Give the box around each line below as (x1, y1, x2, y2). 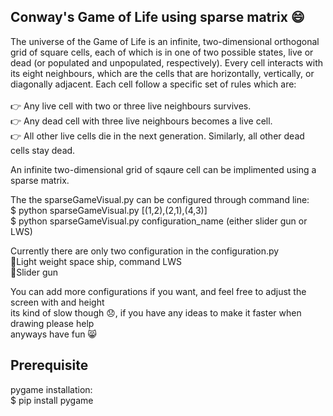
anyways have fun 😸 (10, 328, 97, 340)
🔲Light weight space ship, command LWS (10, 255, 182, 267)
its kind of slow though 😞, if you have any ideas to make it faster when (10, 306, 302, 319)
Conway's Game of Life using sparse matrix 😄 (10, 9, 305, 26)
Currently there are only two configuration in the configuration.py (10, 245, 280, 257)
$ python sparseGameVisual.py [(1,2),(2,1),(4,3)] (10, 204, 208, 216)
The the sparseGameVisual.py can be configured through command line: (10, 193, 310, 205)
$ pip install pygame (10, 394, 94, 406)
